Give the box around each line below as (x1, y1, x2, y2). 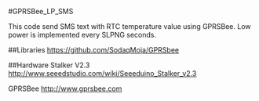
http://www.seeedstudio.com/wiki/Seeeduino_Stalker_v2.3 (8, 69, 197, 78)
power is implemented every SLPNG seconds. (8, 31, 157, 39)
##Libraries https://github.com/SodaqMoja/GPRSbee (8, 45, 179, 54)
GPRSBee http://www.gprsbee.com (8, 84, 122, 93)
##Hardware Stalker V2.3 (8, 60, 90, 70)
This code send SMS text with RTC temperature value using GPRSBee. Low (8, 22, 251, 31)
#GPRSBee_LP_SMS (8, 7, 74, 16)
